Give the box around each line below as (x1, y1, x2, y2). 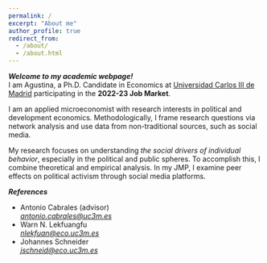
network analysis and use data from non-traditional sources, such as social (8, 122, 257, 131)
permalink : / (8, 11, 52, 20)
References (8, 187, 48, 196)
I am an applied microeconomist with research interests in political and (8, 104, 242, 114)
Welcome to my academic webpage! (8, 72, 133, 81)
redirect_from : (8, 34, 60, 43)
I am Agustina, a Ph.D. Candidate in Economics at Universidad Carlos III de (8, 80, 255, 90)
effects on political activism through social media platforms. (8, 171, 207, 181)
